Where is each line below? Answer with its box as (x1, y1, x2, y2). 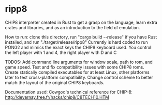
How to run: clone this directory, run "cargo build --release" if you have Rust (5, 34, 157, 40)
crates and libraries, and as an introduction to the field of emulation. (5, 24, 140, 30)
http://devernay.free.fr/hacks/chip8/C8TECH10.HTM (5, 94, 110, 100)
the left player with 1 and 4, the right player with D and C (5, 50, 117, 55)
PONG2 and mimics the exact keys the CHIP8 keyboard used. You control (5, 44, 151, 50)
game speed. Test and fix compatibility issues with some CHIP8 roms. (5, 64, 144, 70)
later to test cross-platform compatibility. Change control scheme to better (5, 74, 153, 80)
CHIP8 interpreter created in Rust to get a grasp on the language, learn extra (5, 19, 158, 25)
